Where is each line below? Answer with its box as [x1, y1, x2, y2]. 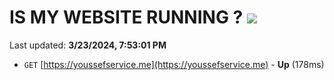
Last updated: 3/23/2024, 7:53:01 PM [9, 39, 167, 51]
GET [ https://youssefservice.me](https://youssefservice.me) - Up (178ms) [23, 58, 325, 70]
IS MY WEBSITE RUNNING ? [9, 6, 244, 29]
